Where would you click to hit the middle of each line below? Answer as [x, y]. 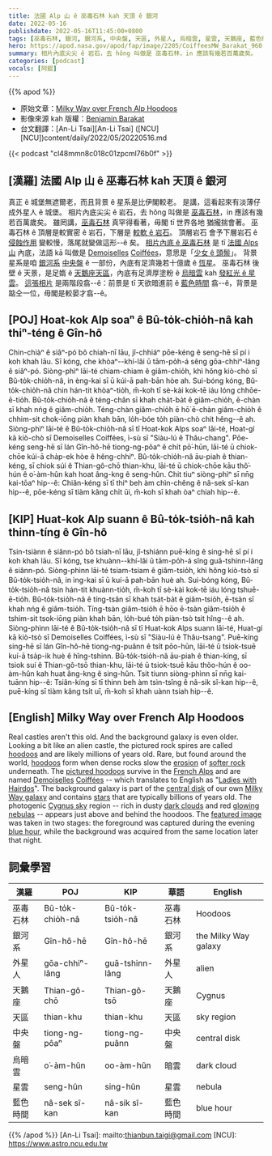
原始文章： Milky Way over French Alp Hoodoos [99, 108]
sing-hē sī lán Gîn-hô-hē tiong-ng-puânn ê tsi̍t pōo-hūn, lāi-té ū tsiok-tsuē [132, 646]
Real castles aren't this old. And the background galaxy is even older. [123, 737]
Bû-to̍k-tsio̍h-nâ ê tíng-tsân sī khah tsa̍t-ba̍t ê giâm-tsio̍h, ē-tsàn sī [143, 599]
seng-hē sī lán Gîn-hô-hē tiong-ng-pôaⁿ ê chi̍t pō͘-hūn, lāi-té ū [131, 447]
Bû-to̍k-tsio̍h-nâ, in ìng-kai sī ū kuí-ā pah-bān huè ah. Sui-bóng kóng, [124, 580]
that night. [25, 840]
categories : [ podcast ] [47, 62]
